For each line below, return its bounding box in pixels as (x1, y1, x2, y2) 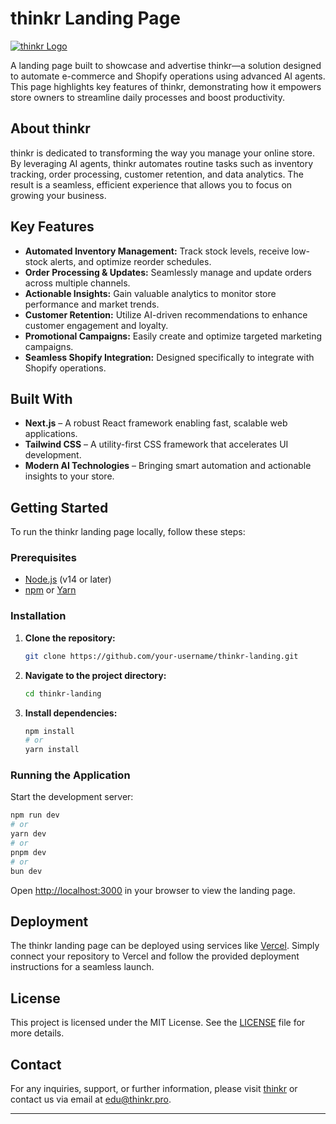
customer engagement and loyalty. (24, 319, 169, 331)
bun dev (10, 866, 43, 876)
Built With (10, 390, 73, 407)
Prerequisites (10, 551, 77, 565)
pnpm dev (10, 847, 47, 857)
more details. (10, 1027, 65, 1039)
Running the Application (10, 768, 131, 782)
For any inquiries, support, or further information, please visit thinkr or (10, 1083, 298, 1095)
